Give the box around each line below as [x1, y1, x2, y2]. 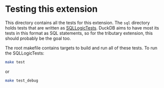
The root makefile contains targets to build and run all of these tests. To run [5, 45, 158, 51]
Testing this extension [5, 3, 98, 15]
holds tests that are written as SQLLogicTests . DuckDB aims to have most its [5, 25, 160, 30]
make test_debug [5, 78, 38, 83]
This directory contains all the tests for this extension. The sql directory [5, 20, 150, 26]
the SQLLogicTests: [5, 50, 45, 56]
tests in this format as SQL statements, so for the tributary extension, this [5, 30, 153, 36]
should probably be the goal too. [5, 35, 71, 41]
